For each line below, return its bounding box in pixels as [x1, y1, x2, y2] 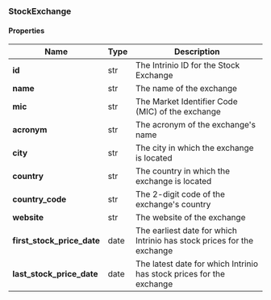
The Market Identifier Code [135, 96, 238, 107]
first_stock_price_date [12, 235, 101, 247]
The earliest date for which [135, 225, 238, 236]
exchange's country [135, 199, 211, 210]
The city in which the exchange [135, 143, 254, 154]
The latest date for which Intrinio [135, 258, 259, 269]
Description [173, 46, 220, 57]
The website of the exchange [135, 212, 246, 223]
